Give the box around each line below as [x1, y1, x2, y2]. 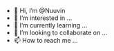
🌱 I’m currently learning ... [13, 21, 88, 29]
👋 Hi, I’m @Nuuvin [13, 7, 66, 14]
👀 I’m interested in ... [13, 14, 73, 22]
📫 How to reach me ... [13, 37, 78, 44]
